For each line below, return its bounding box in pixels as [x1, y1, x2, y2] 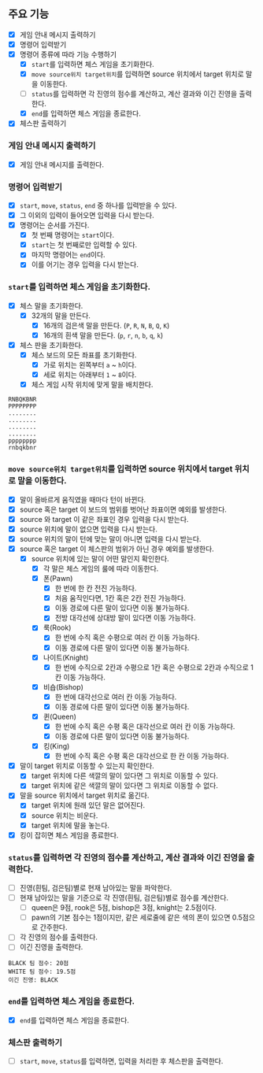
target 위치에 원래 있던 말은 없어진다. [31, 801, 146, 810]
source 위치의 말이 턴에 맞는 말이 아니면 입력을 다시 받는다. [19, 534, 202, 543]
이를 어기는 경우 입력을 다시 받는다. [31, 260, 139, 269]
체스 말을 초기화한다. [19, 301, 83, 310]
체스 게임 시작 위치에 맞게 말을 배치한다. [31, 380, 154, 390]
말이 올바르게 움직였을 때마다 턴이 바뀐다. [19, 494, 146, 504]
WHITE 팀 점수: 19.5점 [8, 968, 76, 976]
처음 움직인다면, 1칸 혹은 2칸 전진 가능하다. [54, 594, 187, 603]
